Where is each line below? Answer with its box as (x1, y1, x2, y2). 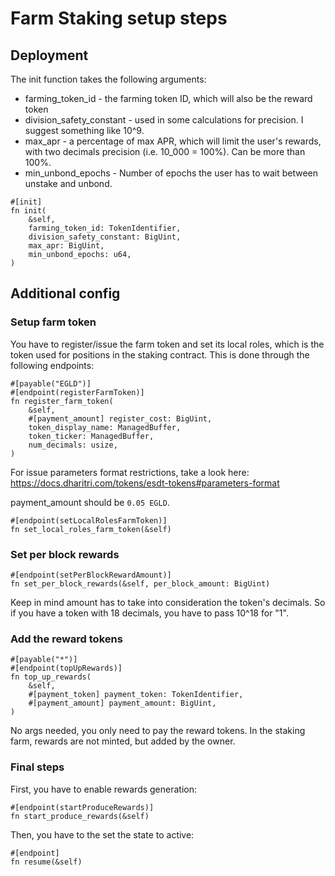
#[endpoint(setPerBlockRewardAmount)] (10, 570, 172, 580)
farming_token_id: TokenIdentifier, (28, 223, 182, 233)
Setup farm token (10, 315, 97, 329)
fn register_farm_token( (10, 396, 114, 406)
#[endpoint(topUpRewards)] (10, 663, 123, 674)
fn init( (10, 206, 47, 216)
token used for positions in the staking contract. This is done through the (10, 348, 310, 361)
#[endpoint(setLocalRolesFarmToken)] (10, 515, 168, 526)
